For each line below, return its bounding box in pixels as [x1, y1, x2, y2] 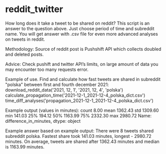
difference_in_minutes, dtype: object [5, 118, 81, 124]
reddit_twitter [5, 4, 64, 15]
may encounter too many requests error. [5, 66, 89, 72]
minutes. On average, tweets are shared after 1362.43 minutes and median [5, 138, 159, 144]
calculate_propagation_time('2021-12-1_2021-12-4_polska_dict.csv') [5, 92, 145, 98]
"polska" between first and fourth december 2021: [5, 82, 109, 88]
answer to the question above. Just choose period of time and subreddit [5, 25, 154, 31]
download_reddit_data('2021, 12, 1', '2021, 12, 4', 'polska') [5, 87, 123, 93]
